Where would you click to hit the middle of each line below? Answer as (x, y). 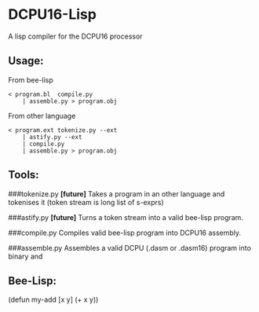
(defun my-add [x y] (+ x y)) (53, 299)
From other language (42, 116)
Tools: (24, 175)
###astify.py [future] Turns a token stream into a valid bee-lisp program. (126, 217)
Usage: (26, 61)
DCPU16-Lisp (52, 15)
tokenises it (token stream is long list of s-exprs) (86, 202)
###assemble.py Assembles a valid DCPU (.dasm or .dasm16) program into (129, 248)
